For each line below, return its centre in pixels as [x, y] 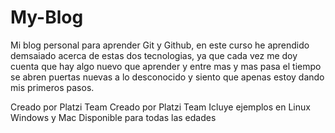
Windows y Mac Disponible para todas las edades [113, 117]
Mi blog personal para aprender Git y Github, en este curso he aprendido [160, 45]
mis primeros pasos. [52, 87]
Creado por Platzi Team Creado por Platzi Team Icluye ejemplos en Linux [160, 107]
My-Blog [47, 17]
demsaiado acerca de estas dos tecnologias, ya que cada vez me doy [154, 55]
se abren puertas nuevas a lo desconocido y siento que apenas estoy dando [167, 77]
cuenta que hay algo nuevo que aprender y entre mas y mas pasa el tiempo [166, 66]
